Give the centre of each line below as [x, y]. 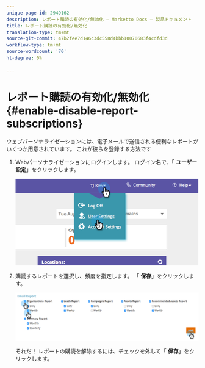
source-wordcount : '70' [37, 52]
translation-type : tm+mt [38, 32]
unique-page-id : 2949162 [38, 13]
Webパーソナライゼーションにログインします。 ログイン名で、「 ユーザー [106, 162]
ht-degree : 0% [24, 58]
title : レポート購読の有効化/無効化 [47, 26]
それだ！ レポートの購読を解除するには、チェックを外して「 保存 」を [102, 351]
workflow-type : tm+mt [34, 45]
